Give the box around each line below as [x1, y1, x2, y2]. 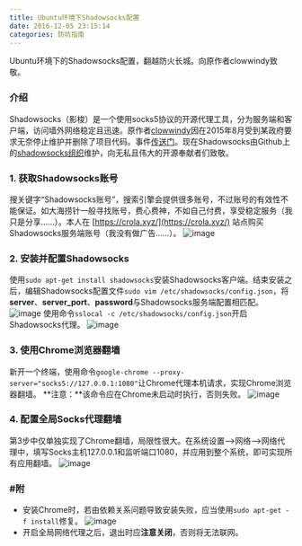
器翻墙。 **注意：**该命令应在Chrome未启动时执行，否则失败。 [9, 388, 246, 400]
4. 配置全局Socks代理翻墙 [9, 413, 122, 426]
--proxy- [152, 367, 185, 377]
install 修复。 [31, 515, 84, 526]
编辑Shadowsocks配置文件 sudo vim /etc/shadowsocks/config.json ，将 [24, 286, 289, 296]
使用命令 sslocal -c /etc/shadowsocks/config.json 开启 [43, 308, 248, 319]
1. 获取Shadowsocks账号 [9, 172, 119, 184]
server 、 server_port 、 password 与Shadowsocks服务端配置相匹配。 [9, 297, 263, 308]
